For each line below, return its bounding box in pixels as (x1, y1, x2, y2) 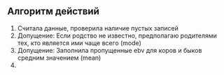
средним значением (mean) (17, 53, 101, 62)
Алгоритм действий (7, 6, 99, 17)
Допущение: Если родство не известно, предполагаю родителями (17, 31, 217, 40)
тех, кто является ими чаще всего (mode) (17, 38, 142, 47)
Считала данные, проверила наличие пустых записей (17, 24, 178, 32)
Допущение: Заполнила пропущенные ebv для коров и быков (17, 46, 202, 54)
